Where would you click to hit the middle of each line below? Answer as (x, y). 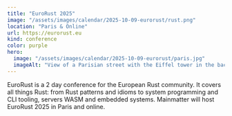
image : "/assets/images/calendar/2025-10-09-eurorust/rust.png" (101, 20)
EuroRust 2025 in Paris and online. (56, 106)
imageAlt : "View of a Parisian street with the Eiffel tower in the (114, 65)
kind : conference (32, 39)
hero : (15, 52)
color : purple (28, 46)
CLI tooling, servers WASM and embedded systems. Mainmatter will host (111, 99)
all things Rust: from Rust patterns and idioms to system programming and (113, 92)
